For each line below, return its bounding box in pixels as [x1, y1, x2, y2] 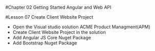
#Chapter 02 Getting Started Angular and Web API [5, 5, 112, 10]
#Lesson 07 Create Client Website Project [5, 14, 94, 20]
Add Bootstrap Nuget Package [12, 40, 77, 46]
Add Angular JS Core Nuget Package [12, 35, 91, 40]
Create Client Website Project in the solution [12, 29, 106, 35]
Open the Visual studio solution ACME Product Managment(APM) [12, 24, 150, 30]
